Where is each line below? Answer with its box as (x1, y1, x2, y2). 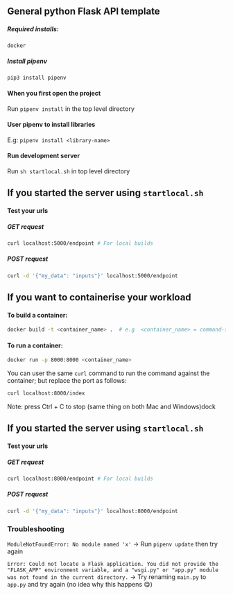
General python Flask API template (7, 6, 161, 17)
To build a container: (7, 311, 68, 319)
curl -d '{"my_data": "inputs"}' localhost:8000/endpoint (7, 508, 178, 515)
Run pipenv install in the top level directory (7, 104, 135, 113)
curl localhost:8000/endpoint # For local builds (7, 475, 154, 482)
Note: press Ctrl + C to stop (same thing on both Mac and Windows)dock (7, 402, 216, 411)
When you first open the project (7, 89, 101, 97)
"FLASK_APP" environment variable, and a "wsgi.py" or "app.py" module (7, 567, 218, 574)
